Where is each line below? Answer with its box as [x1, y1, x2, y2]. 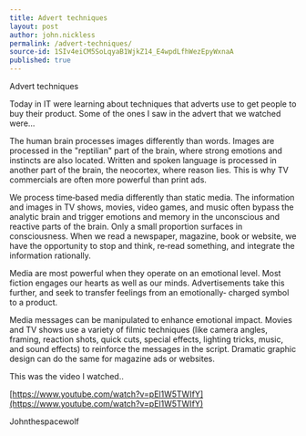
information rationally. [9, 250, 91, 261]
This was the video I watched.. [9, 371, 125, 381]
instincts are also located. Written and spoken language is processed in [9, 155, 278, 165]
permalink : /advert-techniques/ [9, 38, 132, 48]
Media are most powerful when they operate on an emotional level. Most [9, 268, 281, 278]
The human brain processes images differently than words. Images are [9, 136, 275, 146]
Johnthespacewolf [9, 416, 79, 427]
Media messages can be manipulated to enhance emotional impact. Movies [9, 315, 293, 325]
